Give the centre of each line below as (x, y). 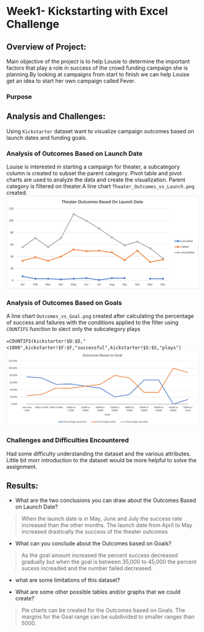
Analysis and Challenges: (56, 116)
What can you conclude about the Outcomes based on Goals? (93, 543)
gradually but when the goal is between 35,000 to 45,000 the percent (109, 562)
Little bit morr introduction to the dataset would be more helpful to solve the (101, 460)
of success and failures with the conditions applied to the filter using (93, 322)
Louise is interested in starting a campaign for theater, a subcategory (93, 167)
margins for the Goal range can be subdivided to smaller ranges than (108, 617)
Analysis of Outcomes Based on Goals (64, 302)
